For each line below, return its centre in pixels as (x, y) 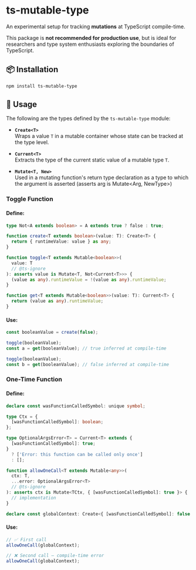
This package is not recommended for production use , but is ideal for (91, 38)
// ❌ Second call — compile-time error (55, 556)
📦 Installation (32, 70)
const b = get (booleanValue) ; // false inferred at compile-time (87, 364)
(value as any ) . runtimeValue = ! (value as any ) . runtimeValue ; (89, 280)
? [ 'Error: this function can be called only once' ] (77, 454)
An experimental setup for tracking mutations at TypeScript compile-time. (96, 26)
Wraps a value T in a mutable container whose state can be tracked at (99, 136)
